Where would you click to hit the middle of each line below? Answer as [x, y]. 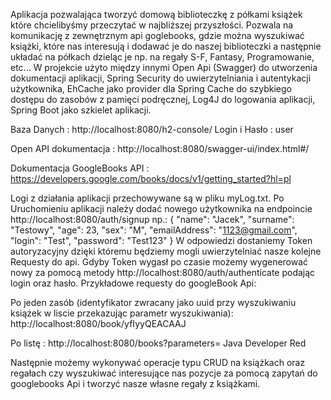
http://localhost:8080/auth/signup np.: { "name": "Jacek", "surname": [152, 219]
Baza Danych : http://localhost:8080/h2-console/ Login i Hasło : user [152, 129]
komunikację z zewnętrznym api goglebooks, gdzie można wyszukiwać [157, 35]
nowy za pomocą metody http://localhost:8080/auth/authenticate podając [163, 272]
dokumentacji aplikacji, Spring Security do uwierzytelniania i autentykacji [161, 78]
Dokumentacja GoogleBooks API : [80, 168]
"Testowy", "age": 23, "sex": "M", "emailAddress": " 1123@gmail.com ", [154, 230]
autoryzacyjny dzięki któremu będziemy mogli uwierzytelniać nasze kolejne [166, 251]
